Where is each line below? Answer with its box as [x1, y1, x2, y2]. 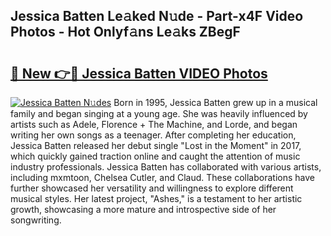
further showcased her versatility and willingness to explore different [10, 182, 294, 194]
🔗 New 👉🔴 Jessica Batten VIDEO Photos [10, 65, 268, 82]
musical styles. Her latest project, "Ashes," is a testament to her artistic [10, 193, 303, 204]
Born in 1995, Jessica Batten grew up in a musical [113, 97, 318, 108]
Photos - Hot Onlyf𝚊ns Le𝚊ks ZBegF [10, 24, 241, 41]
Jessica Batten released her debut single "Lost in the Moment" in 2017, [10, 140, 302, 151]
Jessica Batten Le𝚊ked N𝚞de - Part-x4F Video [10, 8, 304, 25]
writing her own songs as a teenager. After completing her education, [10, 129, 297, 141]
